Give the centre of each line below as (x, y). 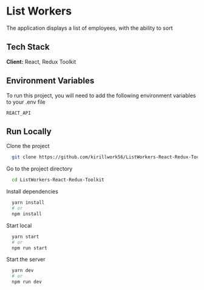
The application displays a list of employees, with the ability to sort (90, 28)
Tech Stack (28, 47)
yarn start (25, 237)
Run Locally (29, 131)
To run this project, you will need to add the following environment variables (101, 95)
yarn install (28, 203)
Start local (19, 225)
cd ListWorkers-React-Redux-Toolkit (58, 180)
